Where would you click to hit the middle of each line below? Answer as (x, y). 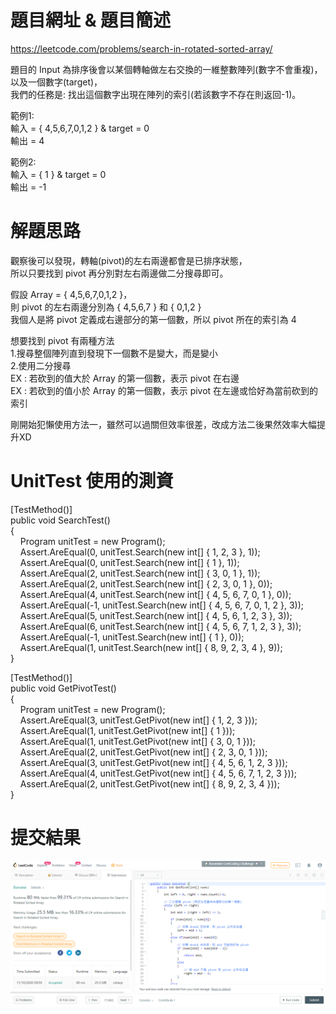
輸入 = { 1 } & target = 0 (58, 174)
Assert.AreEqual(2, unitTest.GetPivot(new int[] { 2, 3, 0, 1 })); (143, 752)
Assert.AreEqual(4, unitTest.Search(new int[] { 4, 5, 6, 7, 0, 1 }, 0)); (155, 594)
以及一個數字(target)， (56, 82)
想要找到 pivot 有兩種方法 (62, 340)
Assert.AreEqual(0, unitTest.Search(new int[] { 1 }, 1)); (129, 562)
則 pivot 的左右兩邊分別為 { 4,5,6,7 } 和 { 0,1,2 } (106, 307)
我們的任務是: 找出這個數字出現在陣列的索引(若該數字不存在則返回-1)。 (156, 94)
